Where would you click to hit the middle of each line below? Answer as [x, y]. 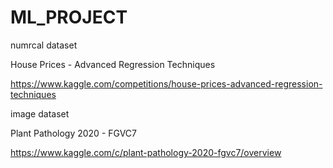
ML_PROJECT [69, 17]
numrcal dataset [44, 45]
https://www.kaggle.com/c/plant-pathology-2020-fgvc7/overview [146, 152]
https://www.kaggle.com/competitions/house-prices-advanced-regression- [166, 83]
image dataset [40, 113]
